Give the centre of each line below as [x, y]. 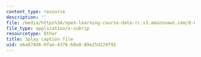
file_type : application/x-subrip [48, 28]
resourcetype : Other [32, 34]
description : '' [26, 17]
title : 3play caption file [40, 39]
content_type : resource [36, 12]
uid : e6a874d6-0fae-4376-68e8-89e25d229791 [61, 45]
